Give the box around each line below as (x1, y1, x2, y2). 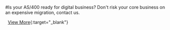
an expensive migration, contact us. (5, 9, 80, 15)
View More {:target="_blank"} (7, 19, 69, 25)
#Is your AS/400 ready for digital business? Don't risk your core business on (5, 4, 165, 10)
